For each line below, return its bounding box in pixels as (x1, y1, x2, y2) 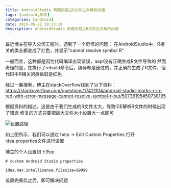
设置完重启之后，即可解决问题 (5, 177, 68, 183)
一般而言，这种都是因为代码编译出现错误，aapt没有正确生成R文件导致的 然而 (5, 58, 166, 64)
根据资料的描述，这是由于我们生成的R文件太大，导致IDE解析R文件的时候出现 (5, 103, 166, 110)
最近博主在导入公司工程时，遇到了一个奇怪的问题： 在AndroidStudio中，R (5, 41, 161, 47)
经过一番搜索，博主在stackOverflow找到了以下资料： (5, 82, 116, 88)
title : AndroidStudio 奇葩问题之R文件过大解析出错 (5, 7, 106, 13)
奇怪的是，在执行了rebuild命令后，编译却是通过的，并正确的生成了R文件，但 (5, 65, 166, 71)
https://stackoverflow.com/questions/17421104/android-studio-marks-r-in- (5, 88, 162, 94)
